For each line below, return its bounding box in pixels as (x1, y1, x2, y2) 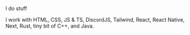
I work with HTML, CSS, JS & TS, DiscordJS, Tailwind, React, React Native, (5, 16, 185, 23)
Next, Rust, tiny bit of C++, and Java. (5, 23, 94, 29)
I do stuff (5, 5, 27, 12)
